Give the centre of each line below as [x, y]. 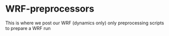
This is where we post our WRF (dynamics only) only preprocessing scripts [85, 23]
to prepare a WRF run [28, 28]
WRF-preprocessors [50, 9]
